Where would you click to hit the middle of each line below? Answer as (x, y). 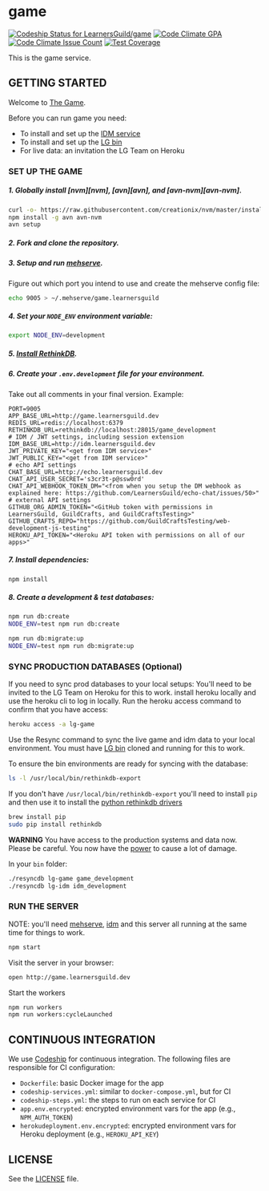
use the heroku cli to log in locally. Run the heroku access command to (125, 701)
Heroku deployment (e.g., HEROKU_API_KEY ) (89, 1134)
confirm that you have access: (58, 710)
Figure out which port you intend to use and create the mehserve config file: (134, 283)
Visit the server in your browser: (61, 962)
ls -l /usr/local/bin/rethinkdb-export (75, 779)
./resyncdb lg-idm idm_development (68, 886)
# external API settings (50, 500)
